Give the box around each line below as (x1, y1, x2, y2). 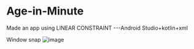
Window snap (6, 36, 41, 43)
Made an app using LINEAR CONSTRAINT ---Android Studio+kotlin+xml (6, 24, 188, 31)
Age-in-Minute (6, 4, 84, 18)
